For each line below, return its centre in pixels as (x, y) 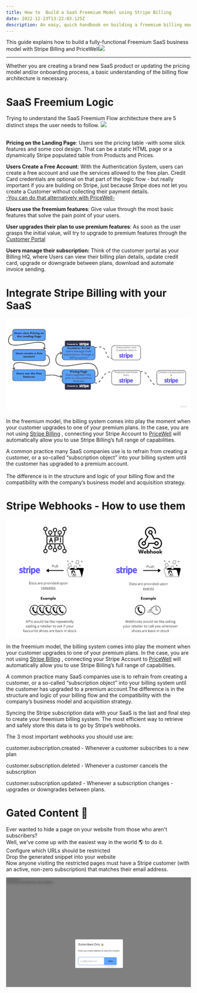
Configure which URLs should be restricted (58, 851)
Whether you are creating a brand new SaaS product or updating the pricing (98, 66)
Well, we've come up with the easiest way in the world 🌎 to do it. (85, 842)
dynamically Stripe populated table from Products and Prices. (80, 155)
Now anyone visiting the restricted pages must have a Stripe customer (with (98, 863)
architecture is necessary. (37, 79)
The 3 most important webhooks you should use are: (70, 737)
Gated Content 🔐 (47, 813)
